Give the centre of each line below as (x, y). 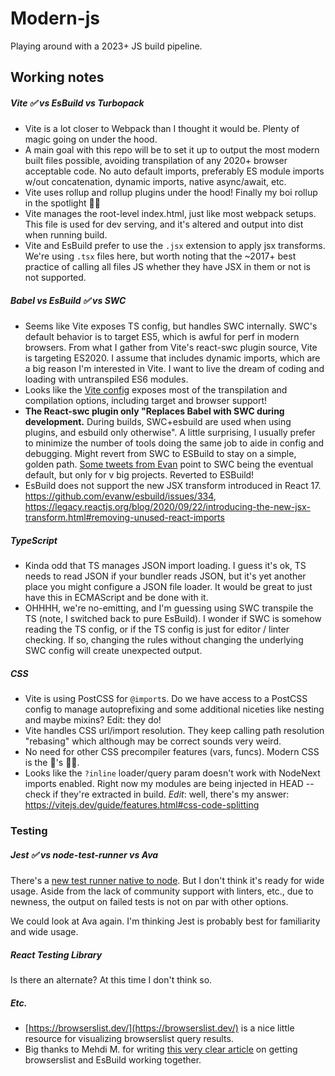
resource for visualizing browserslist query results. (129, 1039)
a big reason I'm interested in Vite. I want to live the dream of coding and (174, 369)
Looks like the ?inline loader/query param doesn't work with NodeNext (172, 773)
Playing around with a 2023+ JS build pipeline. (106, 46)
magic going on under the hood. (91, 139)
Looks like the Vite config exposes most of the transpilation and (156, 390)
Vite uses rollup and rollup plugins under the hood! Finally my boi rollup (171, 193)
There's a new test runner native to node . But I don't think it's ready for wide (167, 881)
